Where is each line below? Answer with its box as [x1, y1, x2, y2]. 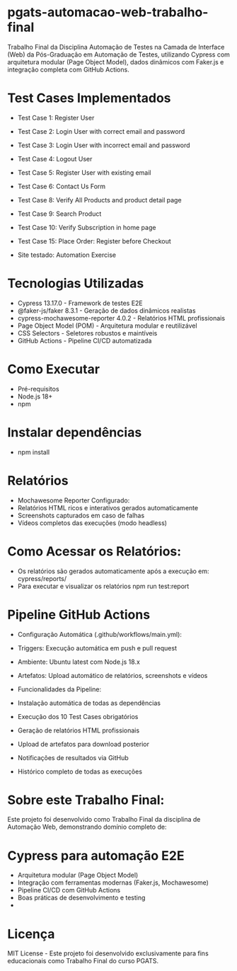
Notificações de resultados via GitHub [17, 753, 129, 762]
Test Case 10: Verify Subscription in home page [17, 223, 156, 231]
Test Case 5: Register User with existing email [17, 168, 151, 177]
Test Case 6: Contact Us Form [17, 182, 106, 190]
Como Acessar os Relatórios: [7, 543, 182, 559]
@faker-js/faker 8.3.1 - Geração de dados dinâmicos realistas [17, 306, 196, 315]
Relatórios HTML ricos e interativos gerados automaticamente [17, 503, 199, 512]
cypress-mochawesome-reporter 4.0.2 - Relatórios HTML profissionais [17, 314, 225, 322]
